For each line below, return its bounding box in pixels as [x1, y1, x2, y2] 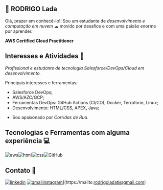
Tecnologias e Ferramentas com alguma [5, 128, 130, 137]
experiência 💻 [5, 137, 50, 145]
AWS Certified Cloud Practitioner [5, 38, 74, 44]
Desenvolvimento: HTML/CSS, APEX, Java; [12, 105, 99, 111]
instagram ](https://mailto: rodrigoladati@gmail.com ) [42, 179, 146, 185]
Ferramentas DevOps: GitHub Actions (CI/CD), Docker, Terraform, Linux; [12, 99, 158, 105]
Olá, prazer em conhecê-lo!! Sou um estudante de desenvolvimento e [5, 18, 145, 24]
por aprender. [5, 28, 33, 34]
